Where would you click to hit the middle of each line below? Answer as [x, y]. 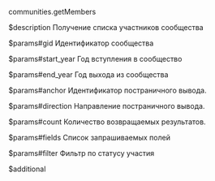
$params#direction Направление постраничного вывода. [107, 106]
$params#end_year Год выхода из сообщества [88, 75]
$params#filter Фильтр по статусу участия [82, 153]
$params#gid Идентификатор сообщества [81, 43]
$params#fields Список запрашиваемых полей [89, 138]
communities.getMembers [52, 12]
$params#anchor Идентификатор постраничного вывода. [107, 90]
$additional [27, 169]
